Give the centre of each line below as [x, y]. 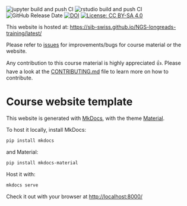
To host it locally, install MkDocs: [46, 129]
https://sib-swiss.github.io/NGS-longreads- [123, 27]
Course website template [69, 102]
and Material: [22, 152]
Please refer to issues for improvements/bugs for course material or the [94, 45]
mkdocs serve [22, 185]
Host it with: [21, 174]
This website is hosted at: [37, 27]
